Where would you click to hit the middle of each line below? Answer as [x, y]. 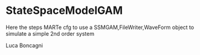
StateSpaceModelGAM [64, 11]
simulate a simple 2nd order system [50, 33]
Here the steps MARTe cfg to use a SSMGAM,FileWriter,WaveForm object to [100, 27]
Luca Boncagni [24, 45]
